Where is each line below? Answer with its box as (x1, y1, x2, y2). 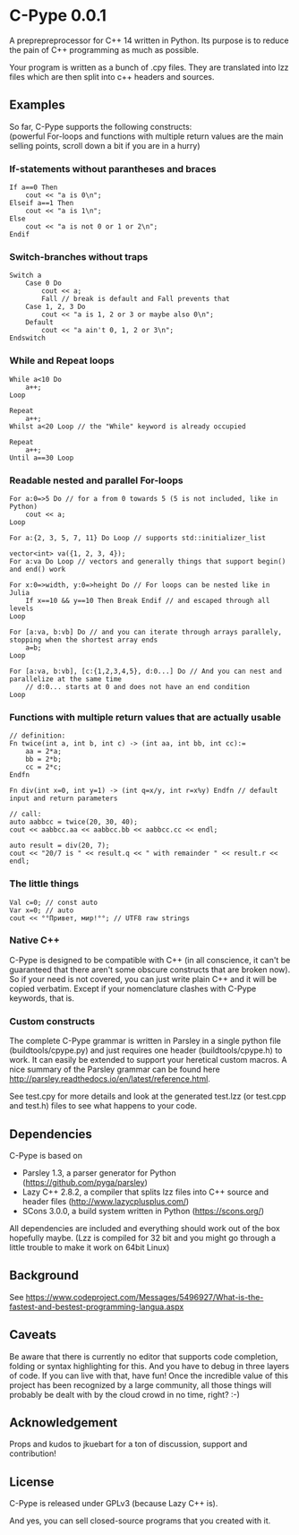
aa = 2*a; (25, 747, 63, 756)
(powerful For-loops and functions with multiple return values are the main (9, 131, 284, 142)
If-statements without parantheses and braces (9, 162, 217, 175)
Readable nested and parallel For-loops (9, 474, 184, 487)
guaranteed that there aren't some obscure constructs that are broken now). (9, 964, 291, 975)
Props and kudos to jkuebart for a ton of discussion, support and (9, 1439, 248, 1450)
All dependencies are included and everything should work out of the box (9, 1222, 280, 1233)
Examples (9, 98, 65, 113)
